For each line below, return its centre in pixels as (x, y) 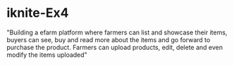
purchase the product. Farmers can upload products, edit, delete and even (115, 47)
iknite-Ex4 (38, 13)
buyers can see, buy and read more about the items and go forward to (109, 39)
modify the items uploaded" (47, 55)
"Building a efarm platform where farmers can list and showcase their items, (117, 32)
